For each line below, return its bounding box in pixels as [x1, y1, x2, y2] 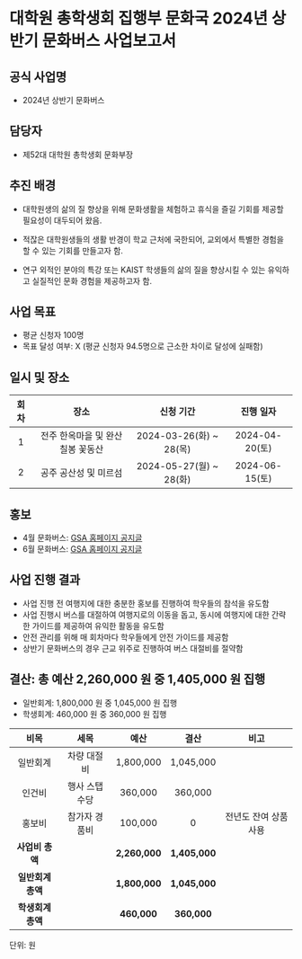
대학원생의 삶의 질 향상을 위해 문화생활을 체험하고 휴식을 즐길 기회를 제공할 [22, 203, 285, 214]
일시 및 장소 [9, 369, 70, 385]
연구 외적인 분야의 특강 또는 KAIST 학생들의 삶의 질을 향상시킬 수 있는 [22, 264, 266, 275]
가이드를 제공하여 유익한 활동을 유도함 [31, 620, 164, 631]
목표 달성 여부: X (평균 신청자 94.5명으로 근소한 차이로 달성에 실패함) [22, 341, 263, 351]
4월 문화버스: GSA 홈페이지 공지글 [22, 532, 143, 544]
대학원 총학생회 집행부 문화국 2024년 [9, 8, 268, 29]
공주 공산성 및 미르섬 [40, 466, 123, 479]
